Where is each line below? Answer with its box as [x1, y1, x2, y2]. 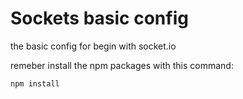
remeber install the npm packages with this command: [10, 59, 234, 71]
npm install [10, 78, 60, 89]
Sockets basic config [10, 7, 189, 30]
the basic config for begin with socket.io [10, 40, 177, 52]
